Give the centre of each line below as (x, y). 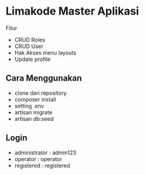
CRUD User (29, 46)
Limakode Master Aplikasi (72, 11)
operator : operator (38, 159)
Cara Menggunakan (44, 78)
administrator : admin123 (45, 153)
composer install (35, 99)
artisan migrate (33, 112)
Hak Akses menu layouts (45, 52)
